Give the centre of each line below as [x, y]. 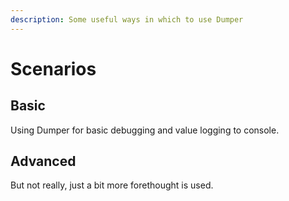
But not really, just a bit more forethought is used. [112, 185]
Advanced [43, 161]
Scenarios [53, 68]
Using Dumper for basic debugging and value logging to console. [145, 130]
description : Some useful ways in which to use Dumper [127, 19]
